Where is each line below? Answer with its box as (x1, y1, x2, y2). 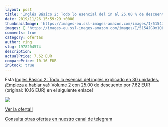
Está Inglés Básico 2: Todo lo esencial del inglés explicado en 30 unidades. (5, 77, 160, 83)
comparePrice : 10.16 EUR (5, 58, 57, 63)
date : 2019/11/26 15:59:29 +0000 (5, 16, 75, 21)
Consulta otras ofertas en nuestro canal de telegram (5, 116, 113, 122)
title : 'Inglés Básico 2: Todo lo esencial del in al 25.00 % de (5, 12, 144, 17)
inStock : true (5, 63, 35, 68)
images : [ (5, 26, 26, 31)
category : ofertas (5, 35, 43, 40)
